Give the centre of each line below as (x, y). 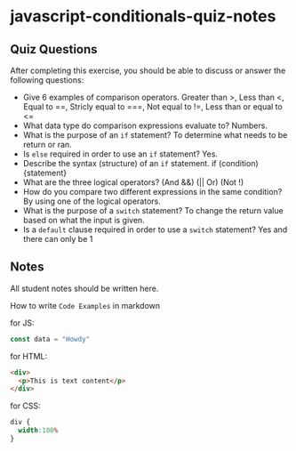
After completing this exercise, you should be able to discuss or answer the (148, 70)
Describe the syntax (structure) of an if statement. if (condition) (140, 163)
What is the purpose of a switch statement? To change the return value (153, 210)
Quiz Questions (54, 49)
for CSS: (25, 406)
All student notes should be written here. (84, 288)
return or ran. (47, 145)
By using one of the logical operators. (92, 201)
